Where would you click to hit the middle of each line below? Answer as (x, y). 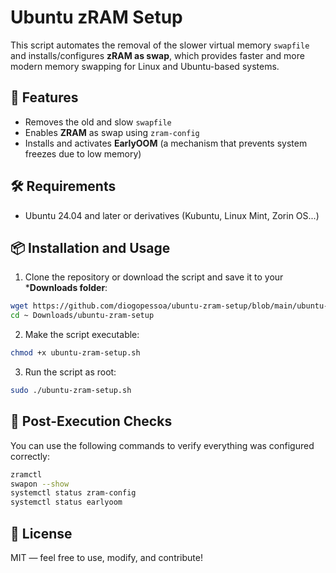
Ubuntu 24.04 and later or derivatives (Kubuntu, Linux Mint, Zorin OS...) (172, 215)
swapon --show (40, 484)
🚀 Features (44, 97)
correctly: (30, 456)
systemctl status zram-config (73, 493)
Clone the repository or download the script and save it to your (154, 277)
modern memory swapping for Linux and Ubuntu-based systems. (145, 66)
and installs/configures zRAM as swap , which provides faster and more (157, 55)
